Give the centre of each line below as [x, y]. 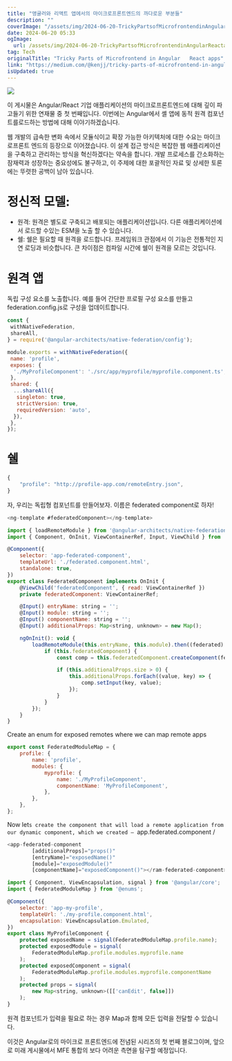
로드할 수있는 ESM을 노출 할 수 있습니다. [79, 231]
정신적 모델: [39, 202]
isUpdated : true [30, 71]
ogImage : [20, 39]
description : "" [30, 20]
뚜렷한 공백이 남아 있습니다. [57, 171]
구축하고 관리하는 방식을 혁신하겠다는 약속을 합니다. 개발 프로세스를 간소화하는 [119, 154]
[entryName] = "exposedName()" [74, 857]
